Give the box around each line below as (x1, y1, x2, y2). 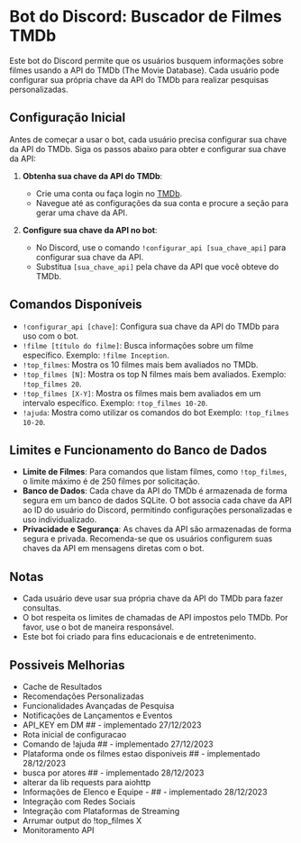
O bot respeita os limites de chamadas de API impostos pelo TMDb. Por (22, 612, 288, 623)
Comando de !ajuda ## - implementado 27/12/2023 (22, 739, 214, 749)
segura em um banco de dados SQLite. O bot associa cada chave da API (22, 495, 293, 506)
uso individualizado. (22, 514, 97, 525)
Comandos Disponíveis (9, 297, 142, 313)
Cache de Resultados (22, 682, 103, 692)
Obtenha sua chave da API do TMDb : (22, 170, 163, 181)
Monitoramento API (22, 825, 95, 835)
